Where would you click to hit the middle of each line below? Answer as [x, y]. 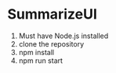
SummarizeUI [52, 14]
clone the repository [51, 43]
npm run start [41, 61]
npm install [36, 52]
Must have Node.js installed [63, 36]
